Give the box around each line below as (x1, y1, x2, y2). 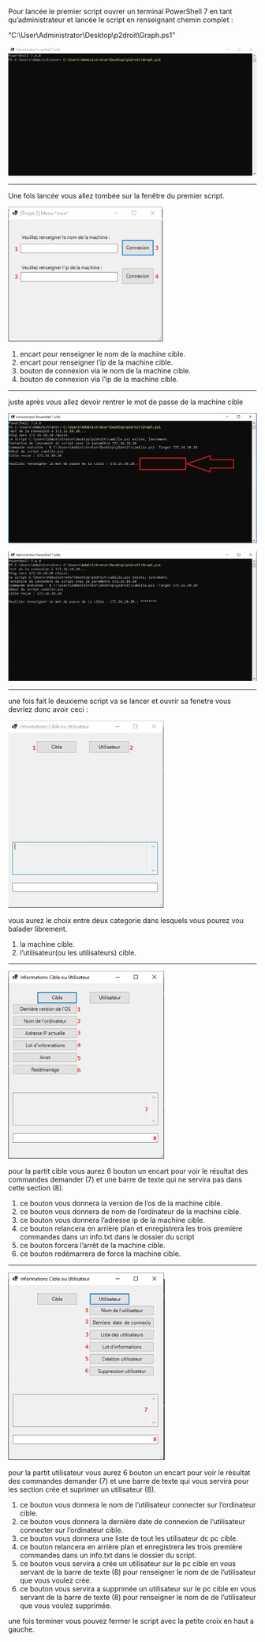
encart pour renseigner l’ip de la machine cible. (19, 358, 174, 367)
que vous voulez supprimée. (19, 1601, 112, 1610)
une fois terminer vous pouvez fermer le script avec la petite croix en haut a (8, 1617, 255, 1626)
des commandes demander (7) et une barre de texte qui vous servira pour (8, 1477, 249, 1486)
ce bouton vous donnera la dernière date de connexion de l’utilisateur (19, 1517, 246, 1527)
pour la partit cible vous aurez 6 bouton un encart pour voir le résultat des (8, 1167, 248, 1176)
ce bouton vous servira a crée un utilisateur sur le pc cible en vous (19, 1559, 237, 1568)
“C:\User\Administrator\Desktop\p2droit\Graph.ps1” (8, 31, 176, 40)
